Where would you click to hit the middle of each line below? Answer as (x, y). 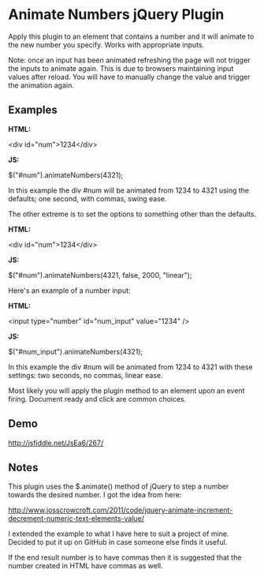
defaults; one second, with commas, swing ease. (87, 198)
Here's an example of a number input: (70, 290)
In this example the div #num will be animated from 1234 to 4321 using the (129, 190)
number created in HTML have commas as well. (86, 566)
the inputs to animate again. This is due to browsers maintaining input (121, 68)
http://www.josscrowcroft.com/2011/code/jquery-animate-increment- (121, 510)
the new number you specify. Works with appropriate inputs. (106, 44)
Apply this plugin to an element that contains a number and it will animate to (131, 36)
